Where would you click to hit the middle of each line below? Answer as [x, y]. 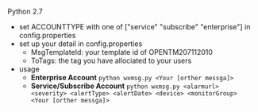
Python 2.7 [25, 12]
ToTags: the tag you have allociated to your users [111, 60]
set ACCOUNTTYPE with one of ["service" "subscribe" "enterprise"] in [135, 27]
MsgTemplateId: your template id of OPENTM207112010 [122, 52]
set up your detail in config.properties [81, 44]
